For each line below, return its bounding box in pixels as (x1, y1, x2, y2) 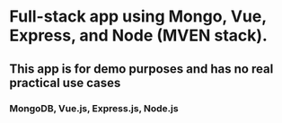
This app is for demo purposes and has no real (9, 61, 274, 76)
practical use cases (9, 75, 121, 91)
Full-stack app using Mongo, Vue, (9, 6, 267, 27)
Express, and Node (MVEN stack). (9, 25, 268, 46)
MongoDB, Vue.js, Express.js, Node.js (9, 101, 179, 114)
